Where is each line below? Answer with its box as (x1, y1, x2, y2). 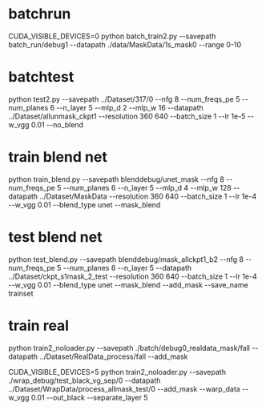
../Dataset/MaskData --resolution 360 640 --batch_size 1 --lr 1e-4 (39, 191, 257, 201)
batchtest (8, 68, 75, 86)
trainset (8, 288, 34, 298)
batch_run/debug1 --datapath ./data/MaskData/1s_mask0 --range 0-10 (8, 39, 242, 49)
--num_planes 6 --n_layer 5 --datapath (62, 263, 192, 272)
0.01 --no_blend (30, 119, 84, 129)
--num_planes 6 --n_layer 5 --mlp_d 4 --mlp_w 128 (62, 183, 232, 192)
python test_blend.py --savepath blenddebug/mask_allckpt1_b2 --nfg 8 (8, 254, 244, 264)
